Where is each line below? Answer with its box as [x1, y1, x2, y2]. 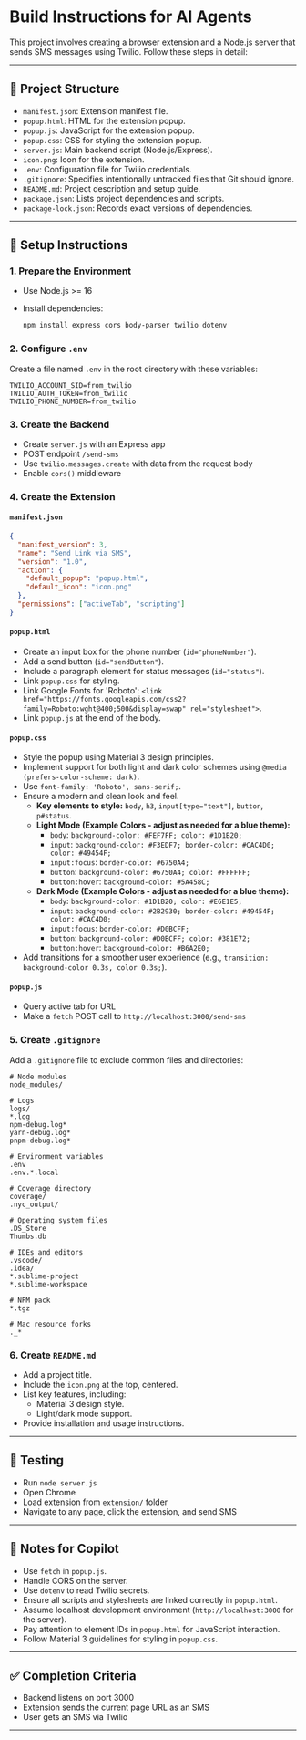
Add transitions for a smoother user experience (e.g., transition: [22, 952, 270, 964]
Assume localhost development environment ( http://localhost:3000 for [22, 1604, 294, 1615]
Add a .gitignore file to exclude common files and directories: [9, 1054, 244, 1065]
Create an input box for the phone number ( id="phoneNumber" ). [22, 646, 257, 657]
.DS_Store [9, 1224, 47, 1233]
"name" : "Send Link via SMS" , [17, 548, 132, 557]
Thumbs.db [9, 1232, 47, 1241]
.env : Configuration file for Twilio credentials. [22, 163, 192, 174]
